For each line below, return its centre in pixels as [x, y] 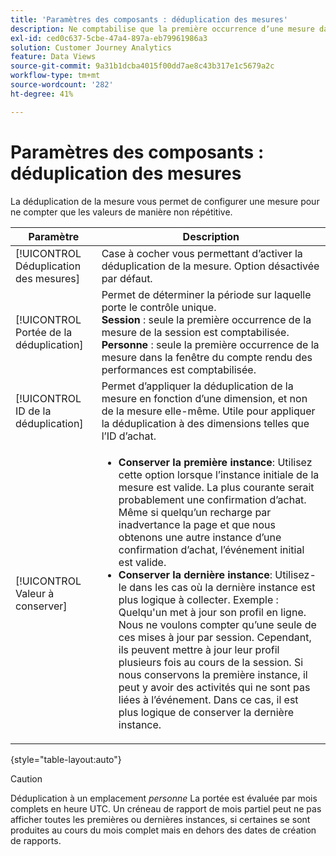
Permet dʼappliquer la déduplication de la [197, 386]
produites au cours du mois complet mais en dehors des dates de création [163, 830]
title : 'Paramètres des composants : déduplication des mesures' [149, 19]
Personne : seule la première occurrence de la [210, 344]
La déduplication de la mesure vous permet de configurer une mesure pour [165, 201]
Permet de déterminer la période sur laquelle [206, 294]
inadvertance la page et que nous [197, 524]
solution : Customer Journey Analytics [91, 47]
